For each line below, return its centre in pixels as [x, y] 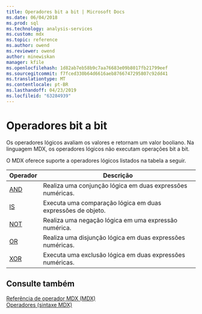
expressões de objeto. [75, 210]
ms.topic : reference [32, 40]
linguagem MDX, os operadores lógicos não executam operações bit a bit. [98, 149]
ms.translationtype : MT [36, 79]
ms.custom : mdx [25, 34]
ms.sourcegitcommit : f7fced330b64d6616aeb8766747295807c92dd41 [87, 74]
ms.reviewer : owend [31, 51]
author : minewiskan [31, 57]
